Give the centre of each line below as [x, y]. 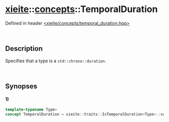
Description [24, 49]
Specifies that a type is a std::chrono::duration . [56, 61]
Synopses [21, 86]
